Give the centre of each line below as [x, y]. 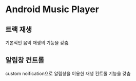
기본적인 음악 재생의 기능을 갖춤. [38, 43]
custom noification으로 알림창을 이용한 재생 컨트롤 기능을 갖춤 [68, 73]
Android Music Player [52, 9]
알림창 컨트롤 [25, 60]
